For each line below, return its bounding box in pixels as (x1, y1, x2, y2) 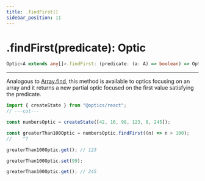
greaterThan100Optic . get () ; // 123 (6, 147, 97, 153)
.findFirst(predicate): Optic (6, 41, 146, 55)
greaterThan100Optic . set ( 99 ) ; (6, 158, 84, 164)
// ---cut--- (6, 108, 40, 115)
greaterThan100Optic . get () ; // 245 (6, 169, 97, 175)
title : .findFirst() (6, 9, 59, 15)
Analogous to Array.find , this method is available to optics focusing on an (6, 77, 190, 85)
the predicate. (6, 91, 41, 98)
